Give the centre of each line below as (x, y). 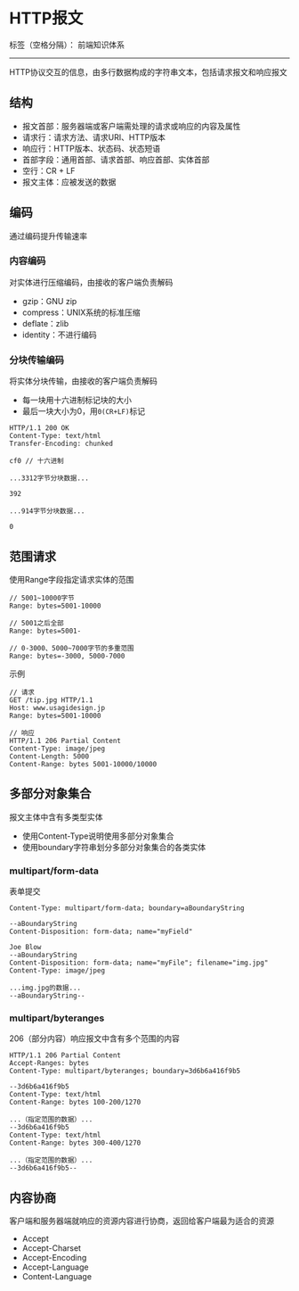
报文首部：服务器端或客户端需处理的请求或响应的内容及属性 (131, 126)
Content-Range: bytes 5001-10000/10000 (83, 764)
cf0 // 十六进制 (36, 461)
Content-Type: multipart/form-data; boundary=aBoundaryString (127, 908)
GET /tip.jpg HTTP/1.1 (51, 700)
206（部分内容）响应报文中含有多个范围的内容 (95, 1039)
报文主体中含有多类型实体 (56, 816)
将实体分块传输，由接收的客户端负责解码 (83, 381)
